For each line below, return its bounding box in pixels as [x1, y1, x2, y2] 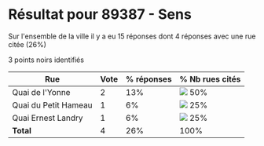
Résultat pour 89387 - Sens [8, 5, 192, 24]
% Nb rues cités [179, 73, 241, 84]
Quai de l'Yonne [12, 86, 71, 97]
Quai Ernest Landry [12, 112, 84, 123]
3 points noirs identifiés [8, 55, 85, 64]
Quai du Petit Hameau [12, 100, 93, 111]
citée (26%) [8, 39, 47, 49]
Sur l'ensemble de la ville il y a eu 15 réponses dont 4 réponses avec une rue [8, 31, 256, 41]
